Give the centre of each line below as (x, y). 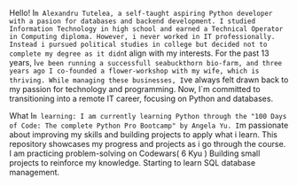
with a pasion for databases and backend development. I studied (132, 21)
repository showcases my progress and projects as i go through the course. (148, 144)
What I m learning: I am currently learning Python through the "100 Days (148, 116)
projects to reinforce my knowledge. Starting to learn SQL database (132, 163)
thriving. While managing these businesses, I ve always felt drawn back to (149, 80)
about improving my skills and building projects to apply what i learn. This (143, 135)
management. (35, 172)
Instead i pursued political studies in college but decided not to (138, 44)
